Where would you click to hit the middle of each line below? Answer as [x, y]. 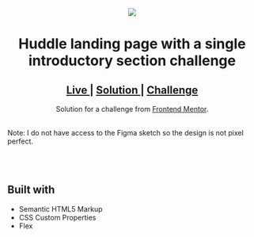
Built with [31, 190]
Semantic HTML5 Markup [61, 208]
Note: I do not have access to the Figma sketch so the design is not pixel [126, 133]
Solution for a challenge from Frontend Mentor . [132, 109]
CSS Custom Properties [57, 217]
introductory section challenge [132, 61]
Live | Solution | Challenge [132, 90]
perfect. [20, 141]
